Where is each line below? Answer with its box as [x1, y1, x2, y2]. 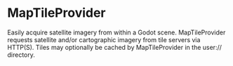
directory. [7, 51, 35, 59]
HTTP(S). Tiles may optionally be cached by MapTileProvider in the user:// [7, 43, 222, 51]
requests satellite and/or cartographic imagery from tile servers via [7, 35, 201, 44]
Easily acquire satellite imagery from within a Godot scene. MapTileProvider [7, 28, 226, 37]
